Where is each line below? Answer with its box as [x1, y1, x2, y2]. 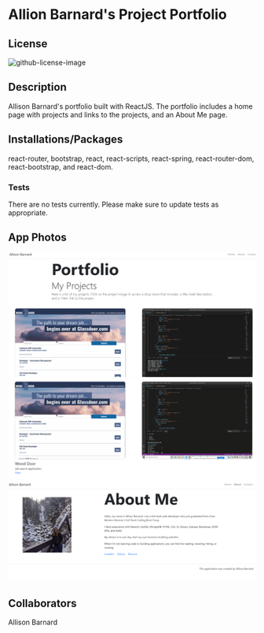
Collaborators [8, 597, 77, 610]
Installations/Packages [8, 132, 123, 147]
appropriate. [8, 207, 49, 218]
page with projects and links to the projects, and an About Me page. [8, 110, 228, 119]
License [8, 37, 48, 50]
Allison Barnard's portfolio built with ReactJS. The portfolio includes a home [8, 101, 253, 111]
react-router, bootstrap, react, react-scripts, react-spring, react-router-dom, [8, 154, 255, 163]
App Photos [8, 231, 67, 244]
